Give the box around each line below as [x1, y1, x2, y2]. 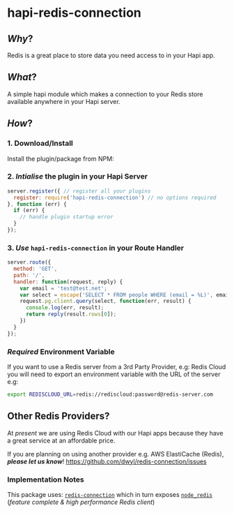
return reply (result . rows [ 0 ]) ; [25, 311, 117, 318]
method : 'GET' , [13, 265, 58, 273]
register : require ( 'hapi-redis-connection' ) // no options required [13, 194, 217, 201]
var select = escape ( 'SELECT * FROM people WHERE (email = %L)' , [19, 291, 214, 298]
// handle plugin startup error [19, 214, 114, 221]
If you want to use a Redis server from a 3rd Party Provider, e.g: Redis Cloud [7, 363, 226, 371]
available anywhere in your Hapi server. [7, 97, 120, 105]
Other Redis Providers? [7, 410, 110, 422]
